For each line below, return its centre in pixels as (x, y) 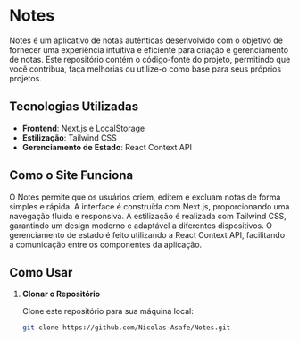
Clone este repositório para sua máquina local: (108, 311)
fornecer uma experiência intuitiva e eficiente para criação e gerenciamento (149, 49)
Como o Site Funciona (71, 175)
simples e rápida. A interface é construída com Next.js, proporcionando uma (149, 206)
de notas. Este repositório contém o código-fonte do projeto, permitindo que (150, 59)
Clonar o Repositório (61, 294)
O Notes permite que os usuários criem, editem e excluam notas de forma (145, 197)
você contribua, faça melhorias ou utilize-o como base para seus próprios (145, 69)
